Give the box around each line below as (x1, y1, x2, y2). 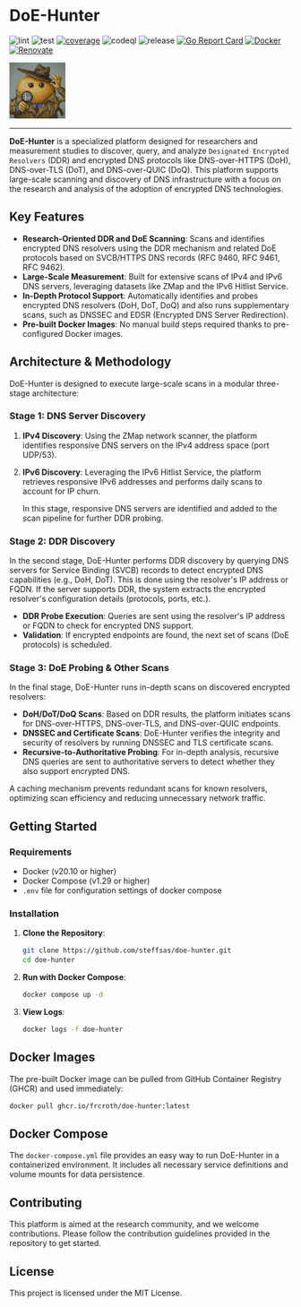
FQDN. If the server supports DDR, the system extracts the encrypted (9, 584, 266, 595)
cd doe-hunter (21, 956, 75, 965)
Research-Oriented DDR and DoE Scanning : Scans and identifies (21, 233, 265, 244)
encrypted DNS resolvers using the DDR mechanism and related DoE (21, 243, 277, 254)
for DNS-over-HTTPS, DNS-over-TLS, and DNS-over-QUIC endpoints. (21, 718, 280, 729)
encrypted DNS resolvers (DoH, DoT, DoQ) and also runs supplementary (21, 299, 289, 310)
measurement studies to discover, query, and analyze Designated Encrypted (9, 145, 289, 156)
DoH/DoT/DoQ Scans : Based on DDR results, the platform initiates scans (21, 709, 291, 719)
